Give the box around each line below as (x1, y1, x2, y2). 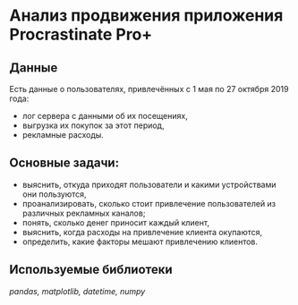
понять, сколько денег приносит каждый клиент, (21, 216, 210, 228)
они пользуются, (21, 189, 87, 199)
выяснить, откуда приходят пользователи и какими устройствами (21, 179, 277, 190)
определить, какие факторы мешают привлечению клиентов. (21, 236, 258, 247)
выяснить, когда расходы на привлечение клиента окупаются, (21, 226, 263, 237)
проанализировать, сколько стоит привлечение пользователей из (21, 198, 277, 208)
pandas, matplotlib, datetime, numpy (9, 285, 146, 296)
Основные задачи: (9, 156, 119, 171)
